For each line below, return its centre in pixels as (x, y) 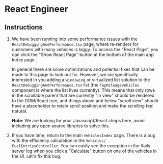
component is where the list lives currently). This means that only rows (83, 90)
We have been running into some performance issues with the (75, 39)
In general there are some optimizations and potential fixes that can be (83, 69)
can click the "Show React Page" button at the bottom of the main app (83, 55)
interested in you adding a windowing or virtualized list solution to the (81, 80)
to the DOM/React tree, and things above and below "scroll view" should (85, 101)
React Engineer (36, 9)
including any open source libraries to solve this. (61, 126)
